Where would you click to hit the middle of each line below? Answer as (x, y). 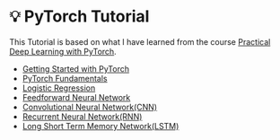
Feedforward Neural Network (76, 97)
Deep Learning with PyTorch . (63, 51)
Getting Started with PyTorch (76, 68)
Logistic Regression (59, 88)
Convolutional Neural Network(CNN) (90, 107)
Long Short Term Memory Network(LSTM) (101, 126)
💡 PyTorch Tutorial (79, 17)
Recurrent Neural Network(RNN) (82, 116)
